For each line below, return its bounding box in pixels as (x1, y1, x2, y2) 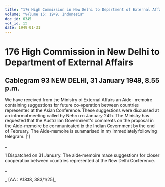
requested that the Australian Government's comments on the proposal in (5, 118, 154, 124)
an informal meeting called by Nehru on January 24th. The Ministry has (5, 113, 150, 118)
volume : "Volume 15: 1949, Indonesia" (5, 12, 84, 17)
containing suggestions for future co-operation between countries (5, 102, 139, 108)
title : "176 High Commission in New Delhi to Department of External (5, 7, 151, 12)
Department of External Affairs (5, 57, 134, 68)
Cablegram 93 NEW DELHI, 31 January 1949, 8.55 (5, 76, 160, 85)
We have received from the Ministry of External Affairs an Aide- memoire (5, 97, 153, 103)
